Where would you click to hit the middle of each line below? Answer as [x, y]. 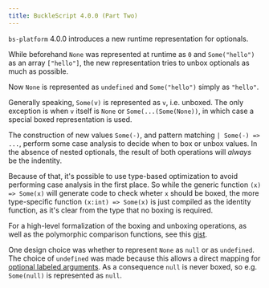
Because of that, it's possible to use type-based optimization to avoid [123, 176]
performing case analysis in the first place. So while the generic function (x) [135, 185]
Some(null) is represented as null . [65, 275]
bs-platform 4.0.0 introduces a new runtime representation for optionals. [128, 39]
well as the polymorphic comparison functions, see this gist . [108, 234]
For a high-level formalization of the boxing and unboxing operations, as [128, 225]
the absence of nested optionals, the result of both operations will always [130, 152]
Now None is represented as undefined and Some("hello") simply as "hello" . [134, 87]
